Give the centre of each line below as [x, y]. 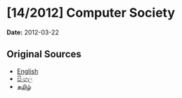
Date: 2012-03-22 [33, 32]
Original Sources [44, 54]
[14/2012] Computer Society [91, 13]
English [27, 71]
